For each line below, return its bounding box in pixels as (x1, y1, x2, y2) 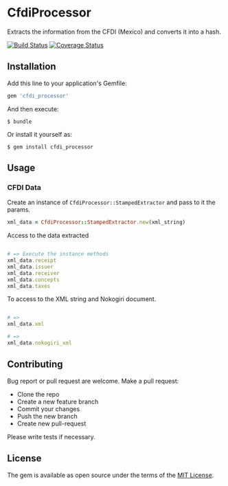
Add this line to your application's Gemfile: (7, 79, 127, 87)
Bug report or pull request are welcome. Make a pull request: (7, 377, 179, 385)
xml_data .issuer (7, 263, 54, 270)
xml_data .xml (7, 321, 45, 328)
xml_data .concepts (7, 276, 60, 283)
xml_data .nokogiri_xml (7, 340, 72, 346)
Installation (7, 60, 56, 73)
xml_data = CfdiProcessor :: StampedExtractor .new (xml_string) (7, 219, 186, 226)
